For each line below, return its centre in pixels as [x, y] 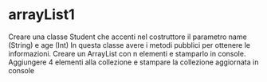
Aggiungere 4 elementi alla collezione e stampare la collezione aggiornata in [133, 62]
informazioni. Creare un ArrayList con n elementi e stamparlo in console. [127, 53]
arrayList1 [42, 15]
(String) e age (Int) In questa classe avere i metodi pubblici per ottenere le [130, 45]
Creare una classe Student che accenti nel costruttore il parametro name [128, 37]
